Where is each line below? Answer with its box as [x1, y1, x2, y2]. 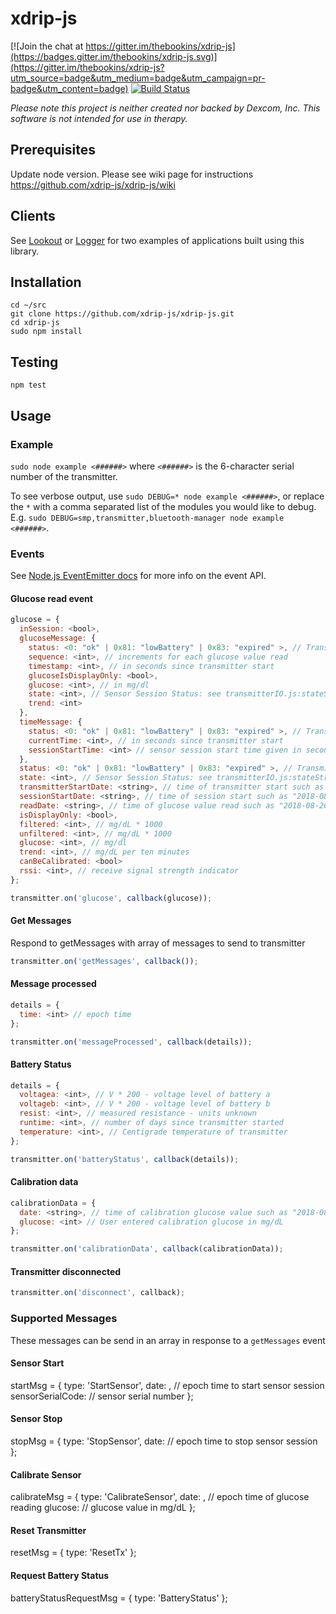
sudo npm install [10, 327, 83, 337]
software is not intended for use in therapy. [10, 112, 188, 124]
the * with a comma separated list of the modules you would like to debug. [10, 500, 317, 512]
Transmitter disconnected [10, 1265, 122, 1277]
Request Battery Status [10, 1569, 110, 1581]
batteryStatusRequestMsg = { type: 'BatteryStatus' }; [10, 1592, 228, 1604]
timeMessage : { [19, 717, 83, 727]
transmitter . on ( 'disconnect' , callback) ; [10, 1288, 186, 1298]
